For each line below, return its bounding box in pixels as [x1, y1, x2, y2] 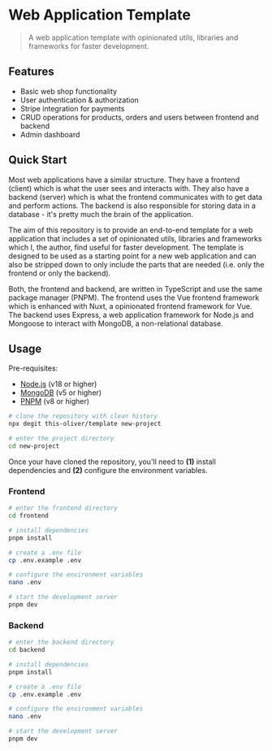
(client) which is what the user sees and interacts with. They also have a [8, 183, 249, 193]
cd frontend [8, 512, 49, 520]
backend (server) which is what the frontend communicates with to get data [8, 192, 262, 202]
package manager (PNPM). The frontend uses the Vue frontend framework [8, 293, 260, 302]
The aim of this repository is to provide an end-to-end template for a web [8, 225, 253, 235]
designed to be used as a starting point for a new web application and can [8, 250, 257, 261]
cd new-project [8, 442, 60, 450]
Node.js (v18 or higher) [19, 380, 97, 389]
